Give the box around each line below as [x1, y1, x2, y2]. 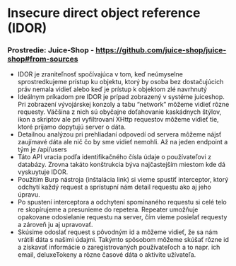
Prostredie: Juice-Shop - [7, 45, 94, 55]
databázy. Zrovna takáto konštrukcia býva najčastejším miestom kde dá [17, 161, 226, 169]
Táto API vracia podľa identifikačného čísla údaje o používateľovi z [17, 153, 212, 161]
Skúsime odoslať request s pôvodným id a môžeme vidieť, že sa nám [17, 228, 218, 236]
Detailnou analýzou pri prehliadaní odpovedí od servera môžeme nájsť [17, 130, 222, 139]
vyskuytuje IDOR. [17, 168, 69, 176]
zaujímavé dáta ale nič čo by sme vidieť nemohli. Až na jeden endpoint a [17, 138, 228, 146]
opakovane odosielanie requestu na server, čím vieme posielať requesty [17, 213, 228, 221]
